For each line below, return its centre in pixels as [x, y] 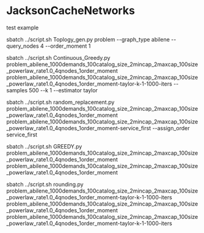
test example [23, 28]
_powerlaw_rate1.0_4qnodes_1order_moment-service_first [79, 128]
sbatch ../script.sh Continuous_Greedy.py [58, 57]
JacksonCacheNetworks [71, 11]
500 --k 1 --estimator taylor [63, 90]
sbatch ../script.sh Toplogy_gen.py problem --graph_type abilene [88, 39]
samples [17, 90]
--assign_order [171, 128]
